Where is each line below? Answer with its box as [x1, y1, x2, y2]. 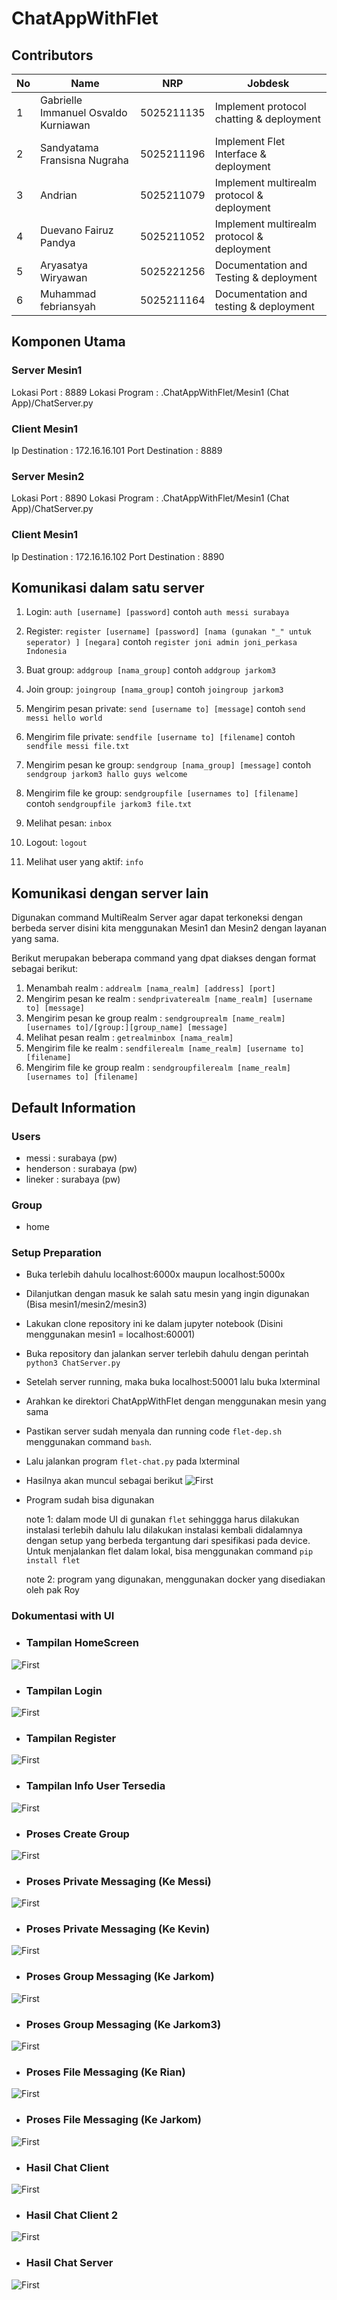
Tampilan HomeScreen [25, 1636, 139, 1650]
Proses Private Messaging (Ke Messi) [25, 1874, 212, 1888]
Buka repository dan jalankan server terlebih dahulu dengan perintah [25, 1348, 309, 1360]
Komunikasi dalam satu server [11, 579, 205, 596]
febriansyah [40, 300, 96, 313]
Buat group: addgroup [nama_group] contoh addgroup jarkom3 [25, 664, 277, 676]
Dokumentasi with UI [11, 1609, 115, 1623]
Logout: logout [25, 837, 88, 849]
